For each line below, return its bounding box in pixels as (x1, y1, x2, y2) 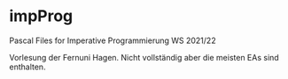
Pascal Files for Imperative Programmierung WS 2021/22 (9, 35, 216, 46)
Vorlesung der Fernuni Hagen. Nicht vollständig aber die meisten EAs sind (9, 52, 279, 62)
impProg (9, 6, 74, 26)
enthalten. (9, 61, 46, 72)
